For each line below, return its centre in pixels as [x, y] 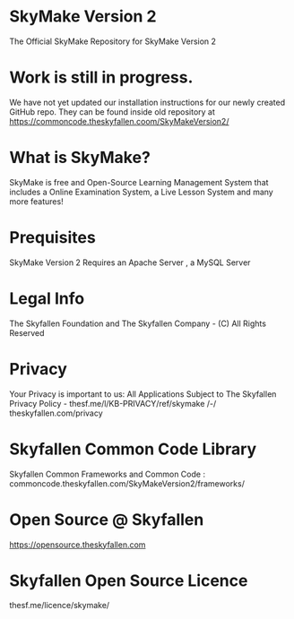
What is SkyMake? [80, 158]
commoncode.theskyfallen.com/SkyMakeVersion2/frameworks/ [127, 483]
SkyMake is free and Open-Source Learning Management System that [139, 182]
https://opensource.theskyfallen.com [78, 545]
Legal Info [47, 298]
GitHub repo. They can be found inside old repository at [112, 112]
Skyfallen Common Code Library [133, 449]
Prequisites [52, 237]
